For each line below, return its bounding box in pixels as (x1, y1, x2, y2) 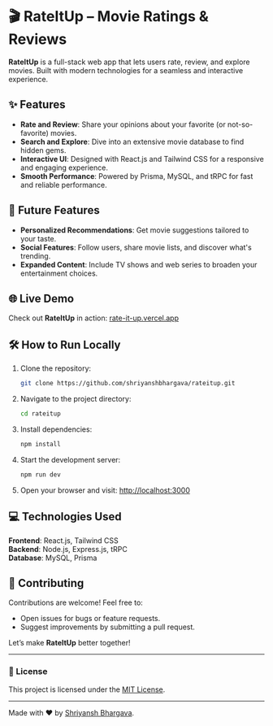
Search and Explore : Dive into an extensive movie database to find (19, 137, 245, 146)
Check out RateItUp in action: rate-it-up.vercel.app (8, 313, 180, 323)
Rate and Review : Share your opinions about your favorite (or (19, 120, 226, 129)
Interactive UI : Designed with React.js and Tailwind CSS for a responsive (19, 154, 264, 163)
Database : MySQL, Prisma (8, 553, 97, 563)
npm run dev (19, 470, 61, 479)
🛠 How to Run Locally (8, 337, 121, 351)
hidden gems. (19, 145, 67, 155)
